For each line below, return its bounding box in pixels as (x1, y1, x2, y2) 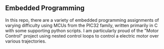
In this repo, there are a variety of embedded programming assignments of (5, 17, 159, 23)
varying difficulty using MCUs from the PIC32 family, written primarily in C (5, 22, 158, 28)
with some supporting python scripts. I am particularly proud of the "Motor (5, 27, 159, 34)
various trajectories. (5, 38, 46, 44)
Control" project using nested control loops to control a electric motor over (5, 33, 159, 39)
